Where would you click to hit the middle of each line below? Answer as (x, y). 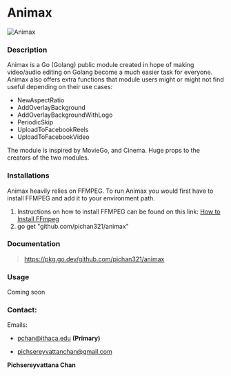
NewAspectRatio (41, 100)
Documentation (34, 244)
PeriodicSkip (35, 122)
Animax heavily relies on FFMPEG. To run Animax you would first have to (110, 191)
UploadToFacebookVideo (53, 137)
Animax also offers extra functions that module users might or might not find (115, 79)
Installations (28, 176)
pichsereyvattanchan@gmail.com (64, 352)
